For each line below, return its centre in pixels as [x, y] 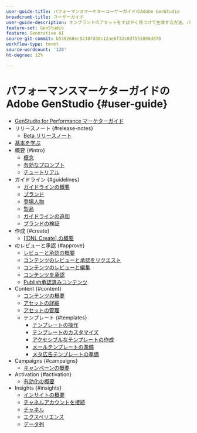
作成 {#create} [32, 231]
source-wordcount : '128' [36, 50]
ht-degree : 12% [25, 55]
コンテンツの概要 [44, 295]
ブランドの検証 [41, 223]
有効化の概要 [39, 381]
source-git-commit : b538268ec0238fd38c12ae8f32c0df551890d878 [84, 39]
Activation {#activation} [43, 374]
